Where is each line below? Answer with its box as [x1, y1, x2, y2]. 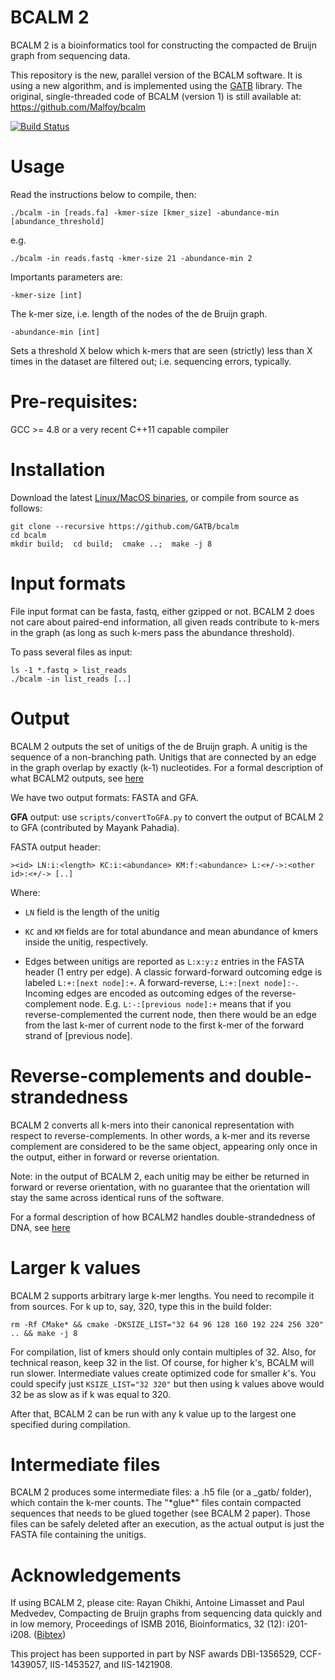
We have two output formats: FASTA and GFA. [10, 791, 200, 803]
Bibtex [36, 1629, 63, 1641]
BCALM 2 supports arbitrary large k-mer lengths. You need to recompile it [10, 1289, 315, 1301]
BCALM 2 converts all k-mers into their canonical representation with [10, 1119, 295, 1131]
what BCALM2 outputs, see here [10, 772, 145, 784]
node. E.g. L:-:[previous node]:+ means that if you [78, 997, 292, 1010]
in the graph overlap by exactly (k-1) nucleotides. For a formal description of [10, 761, 324, 773]
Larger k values [10, 1256, 142, 1279]
